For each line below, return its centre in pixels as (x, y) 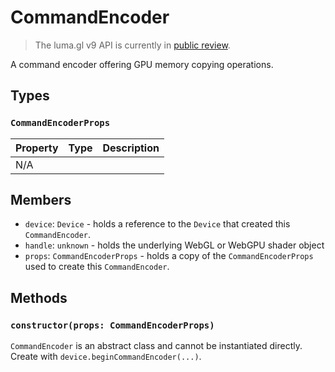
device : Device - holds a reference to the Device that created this (157, 224)
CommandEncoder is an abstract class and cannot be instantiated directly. (156, 346)
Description (131, 148)
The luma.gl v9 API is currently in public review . (132, 45)
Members (41, 200)
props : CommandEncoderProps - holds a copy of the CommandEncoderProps (169, 256)
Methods (39, 297)
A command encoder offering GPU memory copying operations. (142, 64)
